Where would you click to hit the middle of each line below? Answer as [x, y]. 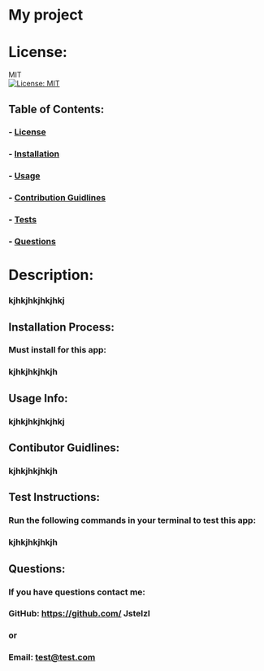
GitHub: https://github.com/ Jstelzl [79, 614]
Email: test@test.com [52, 657]
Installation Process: [62, 327]
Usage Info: [38, 398]
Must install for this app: [58, 350]
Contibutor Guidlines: [64, 448]
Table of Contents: [56, 109]
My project [46, 15]
